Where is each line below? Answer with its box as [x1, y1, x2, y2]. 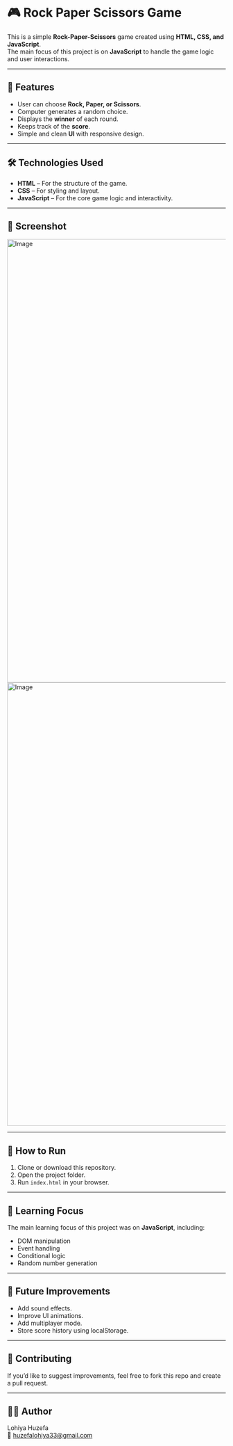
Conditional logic [17, 1252, 66, 1260]
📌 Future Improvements [7, 1285, 111, 1297]
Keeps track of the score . [17, 122, 91, 130]
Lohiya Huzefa [7, 1424, 49, 1432]
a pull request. [7, 1379, 49, 1387]
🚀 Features [7, 81, 55, 93]
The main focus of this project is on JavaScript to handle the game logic [7, 47, 214, 56]
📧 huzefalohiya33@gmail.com [7, 1431, 93, 1440]
